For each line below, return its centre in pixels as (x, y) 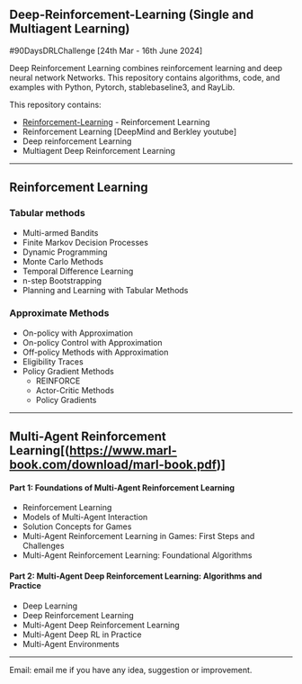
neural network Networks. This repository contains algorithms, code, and (145, 77)
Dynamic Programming (65, 252)
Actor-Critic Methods (75, 390)
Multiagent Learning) (70, 29)
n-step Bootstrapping (62, 280)
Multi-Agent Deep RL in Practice (82, 634)
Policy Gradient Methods (68, 371)
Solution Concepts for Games (77, 526)
